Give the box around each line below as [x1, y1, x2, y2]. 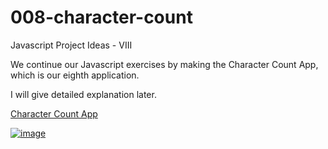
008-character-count [10, 6, 193, 29]
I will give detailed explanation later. [10, 88, 157, 100]
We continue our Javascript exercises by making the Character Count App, [10, 58, 319, 70]
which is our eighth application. [10, 69, 140, 81]
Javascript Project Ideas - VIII [10, 39, 133, 51]
